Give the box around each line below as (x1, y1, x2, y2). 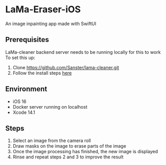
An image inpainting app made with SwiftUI (5, 20, 96, 27)
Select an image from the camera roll (12, 137, 91, 144)
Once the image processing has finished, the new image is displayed (12, 149, 158, 155)
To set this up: (5, 54, 35, 60)
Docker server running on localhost (12, 104, 88, 110)
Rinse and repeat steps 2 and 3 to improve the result (12, 154, 124, 160)
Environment (5, 85, 48, 93)
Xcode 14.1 (12, 109, 35, 115)
